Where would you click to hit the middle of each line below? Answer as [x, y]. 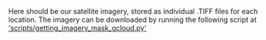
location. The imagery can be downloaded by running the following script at [133, 20]
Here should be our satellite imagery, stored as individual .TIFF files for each [133, 11]
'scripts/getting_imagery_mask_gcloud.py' [78, 28]
